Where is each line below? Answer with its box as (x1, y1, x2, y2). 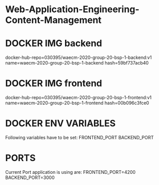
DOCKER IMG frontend (5, 78, 103, 89)
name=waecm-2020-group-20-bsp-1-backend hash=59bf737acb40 (5, 60, 149, 66)
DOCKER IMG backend (5, 38, 103, 49)
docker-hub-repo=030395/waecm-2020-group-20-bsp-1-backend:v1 (5, 54, 152, 60)
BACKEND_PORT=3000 (5, 174, 55, 180)
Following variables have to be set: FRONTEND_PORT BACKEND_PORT (5, 135, 154, 140)
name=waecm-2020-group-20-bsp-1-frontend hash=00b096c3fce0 (5, 100, 149, 106)
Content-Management (5, 14, 102, 26)
